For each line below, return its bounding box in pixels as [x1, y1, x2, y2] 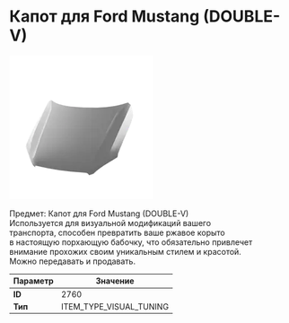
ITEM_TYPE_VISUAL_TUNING [61, 301, 169, 311]
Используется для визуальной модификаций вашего [9, 217, 212, 228]
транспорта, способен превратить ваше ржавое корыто [9, 227, 226, 238]
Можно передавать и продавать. [9, 256, 136, 266]
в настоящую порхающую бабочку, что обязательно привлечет [9, 236, 253, 248]
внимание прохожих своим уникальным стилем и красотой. [9, 246, 242, 257]
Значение [95, 275, 135, 286]
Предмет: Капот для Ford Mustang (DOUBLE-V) [9, 208, 189, 219]
